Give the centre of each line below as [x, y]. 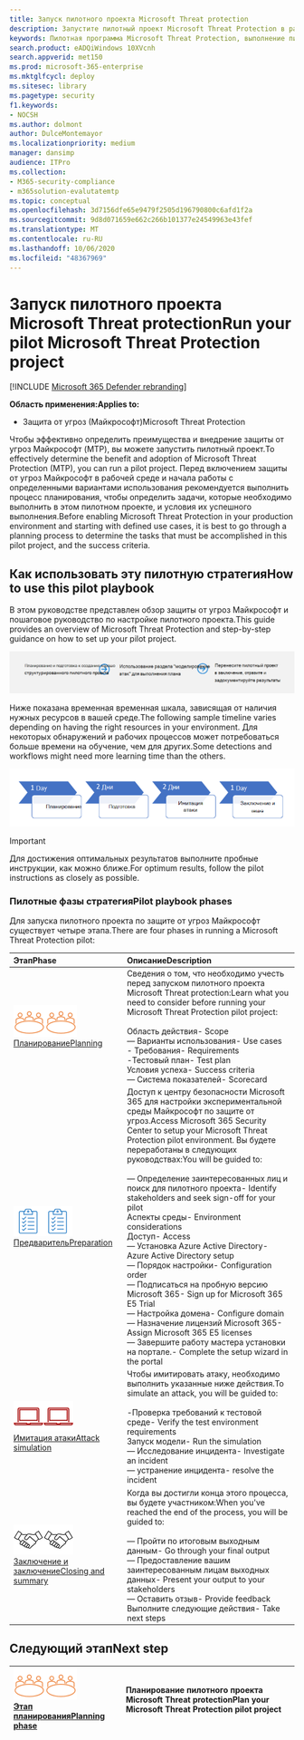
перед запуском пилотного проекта [195, 982]
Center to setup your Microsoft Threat [197, 1130]
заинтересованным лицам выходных [198, 1570]
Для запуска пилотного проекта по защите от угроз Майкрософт [135, 921]
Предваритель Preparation [63, 1242]
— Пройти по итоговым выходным [193, 1541]
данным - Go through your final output [198, 1551]
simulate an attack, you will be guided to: [202, 1393]
